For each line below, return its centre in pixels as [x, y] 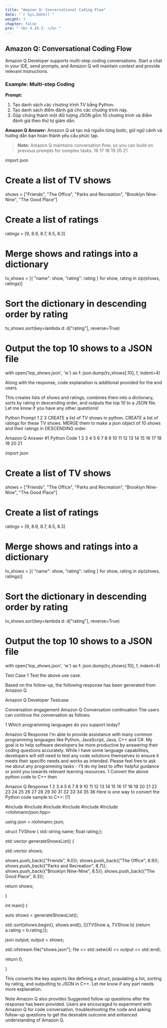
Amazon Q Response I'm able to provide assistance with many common [79, 734]
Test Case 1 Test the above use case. [43, 675]
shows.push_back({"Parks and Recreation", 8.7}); [56, 866]
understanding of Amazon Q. [35, 1020]
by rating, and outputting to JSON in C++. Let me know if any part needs [80, 984]
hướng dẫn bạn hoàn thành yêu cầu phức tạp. [52, 136]
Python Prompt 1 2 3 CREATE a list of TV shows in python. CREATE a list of [82, 418]
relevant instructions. [27, 71]
